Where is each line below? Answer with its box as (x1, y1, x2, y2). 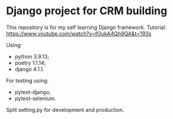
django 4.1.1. (14, 65, 44, 72)
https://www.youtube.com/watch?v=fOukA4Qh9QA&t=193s (6, 30, 152, 37)
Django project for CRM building (6, 4, 168, 18)
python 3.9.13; (14, 53, 49, 60)
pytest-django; (14, 88, 52, 95)
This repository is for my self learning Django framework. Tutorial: (6, 24, 167, 31)
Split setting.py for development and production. (6, 106, 124, 113)
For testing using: (6, 77, 49, 84)
